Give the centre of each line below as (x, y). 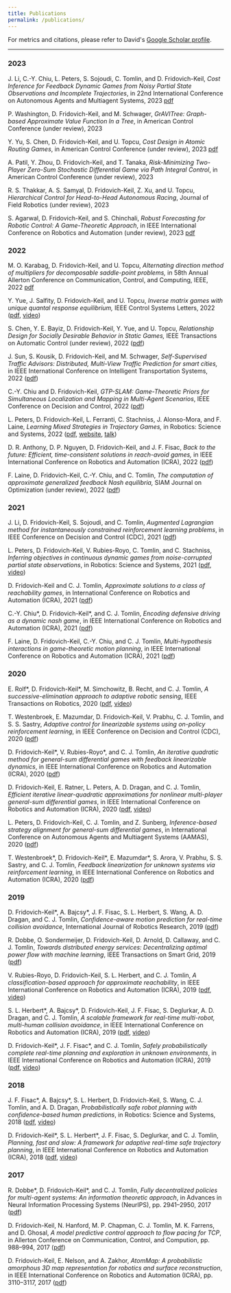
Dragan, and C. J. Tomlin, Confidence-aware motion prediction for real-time (115, 919)
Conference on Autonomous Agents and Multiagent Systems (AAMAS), (108, 837)
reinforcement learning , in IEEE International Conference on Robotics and (111, 872)
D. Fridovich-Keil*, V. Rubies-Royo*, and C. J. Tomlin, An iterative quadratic (113, 752)
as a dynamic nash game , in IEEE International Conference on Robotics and (115, 621)
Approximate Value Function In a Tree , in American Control (110, 121)
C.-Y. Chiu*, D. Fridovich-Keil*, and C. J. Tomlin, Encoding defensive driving (114, 614)
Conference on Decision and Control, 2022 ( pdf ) (76, 407)
